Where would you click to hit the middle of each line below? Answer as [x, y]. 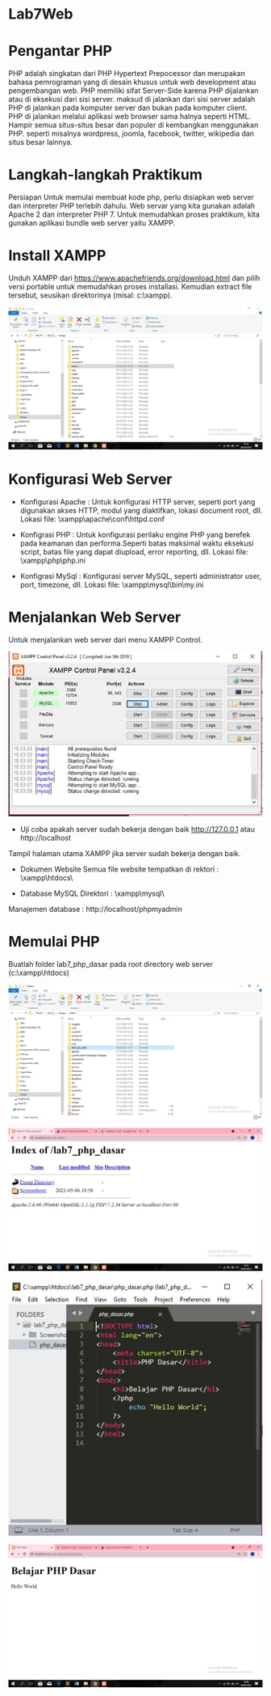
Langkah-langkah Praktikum [106, 175]
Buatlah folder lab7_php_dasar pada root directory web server [111, 964]
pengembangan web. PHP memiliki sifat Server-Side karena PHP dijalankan [133, 91]
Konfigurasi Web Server [90, 480]
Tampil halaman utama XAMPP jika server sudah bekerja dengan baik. [125, 854]
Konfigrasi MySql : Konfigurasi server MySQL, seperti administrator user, [141, 576]
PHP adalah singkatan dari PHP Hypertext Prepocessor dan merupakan [127, 74]
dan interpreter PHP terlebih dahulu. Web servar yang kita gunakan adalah [132, 206]
